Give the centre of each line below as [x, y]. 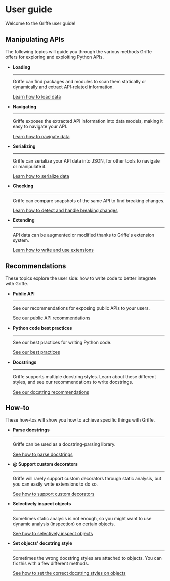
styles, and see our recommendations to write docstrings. [73, 382]
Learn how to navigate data [41, 136]
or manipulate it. [29, 166]
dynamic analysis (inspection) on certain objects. [64, 524]
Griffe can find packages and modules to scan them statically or [79, 81]
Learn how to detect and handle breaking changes [65, 210]
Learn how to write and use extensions [53, 250]
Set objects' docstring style [42, 543]
